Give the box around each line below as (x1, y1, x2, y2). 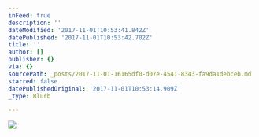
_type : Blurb (8, 92, 51, 100)
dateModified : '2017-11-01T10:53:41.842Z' (8, 26, 150, 34)
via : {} (8, 63, 34, 71)
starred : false (8, 77, 58, 85)
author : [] (8, 48, 44, 56)
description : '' (8, 19, 61, 27)
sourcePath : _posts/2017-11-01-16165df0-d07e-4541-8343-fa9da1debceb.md (8, 70, 252, 78)
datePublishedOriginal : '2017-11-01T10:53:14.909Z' (8, 84, 181, 93)
